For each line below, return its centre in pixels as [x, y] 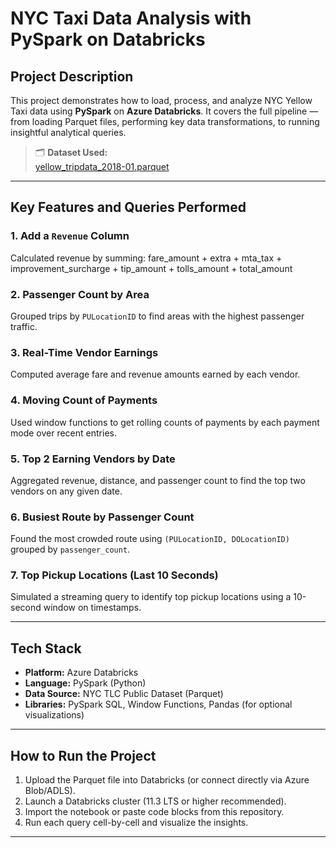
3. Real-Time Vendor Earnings [84, 352]
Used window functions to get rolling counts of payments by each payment [165, 422]
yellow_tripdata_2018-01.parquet [102, 166]
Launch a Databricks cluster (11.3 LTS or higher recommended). [155, 801]
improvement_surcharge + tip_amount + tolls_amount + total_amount [151, 268]
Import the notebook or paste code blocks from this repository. [154, 812]
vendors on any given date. [66, 491]
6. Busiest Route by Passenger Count [102, 517]
